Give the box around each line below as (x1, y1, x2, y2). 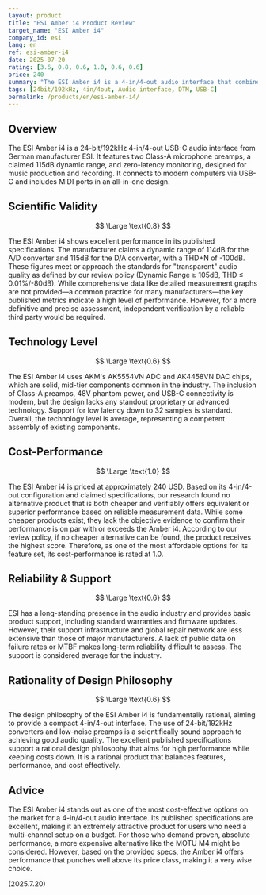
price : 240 (8, 71, 44, 79)
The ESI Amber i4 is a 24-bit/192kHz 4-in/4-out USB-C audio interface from (8, 144, 256, 153)
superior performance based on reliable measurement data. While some (8, 507, 243, 517)
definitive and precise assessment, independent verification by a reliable (8, 303, 245, 313)
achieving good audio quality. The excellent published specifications (8, 736, 232, 745)
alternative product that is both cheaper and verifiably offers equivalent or (8, 498, 249, 508)
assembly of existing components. (8, 422, 120, 432)
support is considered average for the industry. (8, 651, 162, 660)
